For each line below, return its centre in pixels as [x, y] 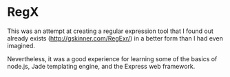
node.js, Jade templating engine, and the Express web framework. [101, 66]
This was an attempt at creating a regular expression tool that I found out [110, 31]
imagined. [21, 45]
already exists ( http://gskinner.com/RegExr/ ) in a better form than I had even [115, 38]
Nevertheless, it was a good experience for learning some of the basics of [112, 58]
